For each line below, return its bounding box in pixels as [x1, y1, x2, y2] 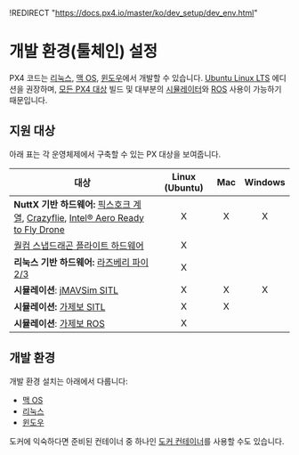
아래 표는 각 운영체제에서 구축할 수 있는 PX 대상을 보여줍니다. [9, 149, 221, 159]
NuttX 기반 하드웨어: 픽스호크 [13, 198, 131, 210]
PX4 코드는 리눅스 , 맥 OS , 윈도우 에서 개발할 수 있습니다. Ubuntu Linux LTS [9, 72, 271, 83]
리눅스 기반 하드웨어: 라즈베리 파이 [13, 256, 149, 268]
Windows [244, 175, 286, 188]
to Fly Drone [13, 223, 65, 235]
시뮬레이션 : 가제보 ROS [13, 317, 105, 329]
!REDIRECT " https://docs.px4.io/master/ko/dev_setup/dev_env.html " [9, 8, 258, 18]
